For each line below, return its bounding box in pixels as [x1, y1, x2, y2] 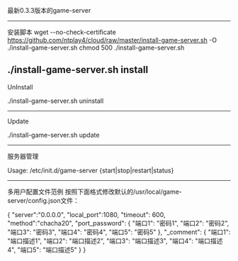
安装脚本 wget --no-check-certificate [7, 28, 117, 36]
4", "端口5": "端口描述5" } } [7, 245, 86, 254]
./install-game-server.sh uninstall [7, 96, 104, 105]
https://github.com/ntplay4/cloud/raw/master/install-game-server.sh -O [7, 36, 217, 44]
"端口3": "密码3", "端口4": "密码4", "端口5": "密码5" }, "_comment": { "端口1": [7, 228, 231, 236]
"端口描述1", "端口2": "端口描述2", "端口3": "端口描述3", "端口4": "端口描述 [7, 236, 223, 245]
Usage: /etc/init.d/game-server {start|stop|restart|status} [7, 166, 174, 174]
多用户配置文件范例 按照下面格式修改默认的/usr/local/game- [7, 187, 183, 196]
